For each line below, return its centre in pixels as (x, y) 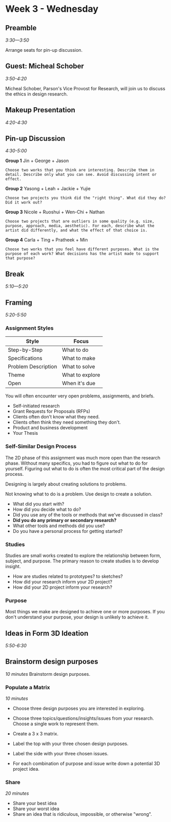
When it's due (79, 384)
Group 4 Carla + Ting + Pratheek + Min (47, 240)
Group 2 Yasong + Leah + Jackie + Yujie (48, 189)
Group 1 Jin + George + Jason (37, 161)
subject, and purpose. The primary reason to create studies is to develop (82, 561)
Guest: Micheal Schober (45, 66)
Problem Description (33, 367)
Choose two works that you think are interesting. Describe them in (80, 170)
